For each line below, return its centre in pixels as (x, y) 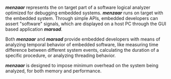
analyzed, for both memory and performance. (54, 71)
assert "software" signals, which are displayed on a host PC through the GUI (86, 24)
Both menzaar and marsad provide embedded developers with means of (83, 39)
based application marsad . (34, 29)
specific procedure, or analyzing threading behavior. (61, 55)
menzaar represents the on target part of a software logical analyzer (78, 7)
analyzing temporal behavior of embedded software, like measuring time (82, 45)
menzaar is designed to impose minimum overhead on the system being (82, 65)
